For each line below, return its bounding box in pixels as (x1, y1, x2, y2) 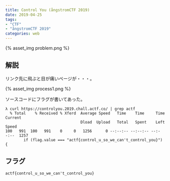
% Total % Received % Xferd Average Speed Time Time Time (10, 110, 165, 116)
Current (5, 115, 22, 120)
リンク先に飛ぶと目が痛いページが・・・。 (5, 75, 95, 81)
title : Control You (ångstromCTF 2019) (5, 7, 90, 13)
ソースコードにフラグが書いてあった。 (5, 96, 86, 102)
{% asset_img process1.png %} (5, 85, 71, 92)
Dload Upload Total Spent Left (80, 119, 165, 125)
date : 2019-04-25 (5, 12, 42, 17)
